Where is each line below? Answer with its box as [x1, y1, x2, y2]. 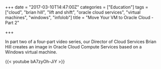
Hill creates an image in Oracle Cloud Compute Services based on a [5, 44, 142, 49]
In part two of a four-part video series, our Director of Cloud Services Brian [5, 39, 157, 45]
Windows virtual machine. [5, 49, 58, 55]
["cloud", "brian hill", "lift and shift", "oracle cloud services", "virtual [5, 9, 141, 15]
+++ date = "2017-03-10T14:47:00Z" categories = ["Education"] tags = [5, 4, 148, 10]
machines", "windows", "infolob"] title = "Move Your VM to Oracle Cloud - [5, 15, 154, 20]
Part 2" [5, 20, 20, 25]
